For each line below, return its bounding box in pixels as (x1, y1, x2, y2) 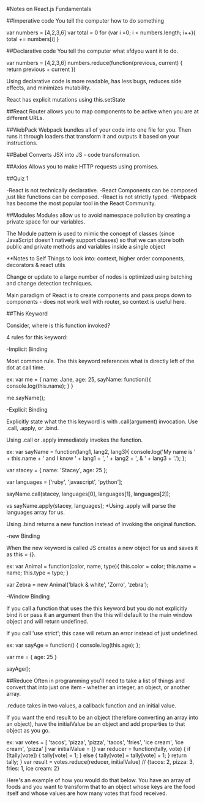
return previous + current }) (6, 66, 76, 73)
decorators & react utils (6, 262, 65, 268)
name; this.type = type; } (6, 569, 69, 576)
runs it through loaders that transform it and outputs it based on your (6, 133, 180, 140)
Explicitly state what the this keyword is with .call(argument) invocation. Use (6, 418, 198, 425)
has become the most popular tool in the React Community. (6, 200, 156, 207)
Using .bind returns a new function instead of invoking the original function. (6, 521, 197, 527)
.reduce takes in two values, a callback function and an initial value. (6, 702, 176, 709)
